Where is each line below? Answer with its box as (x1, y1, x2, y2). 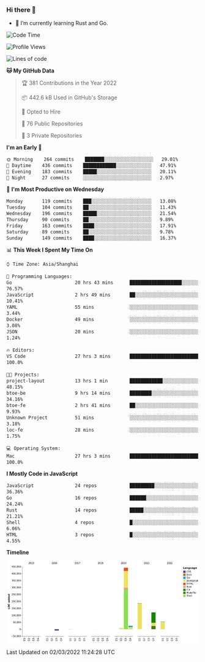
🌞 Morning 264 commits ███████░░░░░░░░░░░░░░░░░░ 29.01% (6, 157, 179, 163)
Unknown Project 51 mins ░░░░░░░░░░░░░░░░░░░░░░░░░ (6, 415, 199, 421)
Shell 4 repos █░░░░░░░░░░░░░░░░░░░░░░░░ (6, 520, 199, 526)
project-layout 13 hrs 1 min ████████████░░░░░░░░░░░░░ (6, 378, 199, 384)
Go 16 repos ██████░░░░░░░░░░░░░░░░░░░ (6, 495, 199, 501)
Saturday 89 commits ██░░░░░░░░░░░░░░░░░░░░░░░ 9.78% (6, 229, 174, 235)
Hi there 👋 (6, 6, 37, 14)
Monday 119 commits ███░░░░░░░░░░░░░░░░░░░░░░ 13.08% (6, 198, 176, 204)
